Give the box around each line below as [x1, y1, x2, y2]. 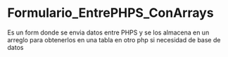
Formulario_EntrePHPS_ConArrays [7, 5, 214, 21]
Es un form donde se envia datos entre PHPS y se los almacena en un [7, 28, 210, 37]
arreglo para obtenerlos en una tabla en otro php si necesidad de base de [7, 35, 221, 44]
